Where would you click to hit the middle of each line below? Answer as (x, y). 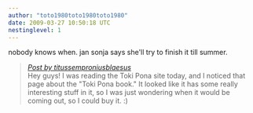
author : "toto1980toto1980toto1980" (68, 15)
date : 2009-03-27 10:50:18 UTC (59, 23)
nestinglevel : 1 (35, 30)
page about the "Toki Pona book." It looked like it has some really (132, 84)
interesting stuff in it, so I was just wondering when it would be (128, 93)
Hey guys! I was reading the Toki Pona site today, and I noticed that (136, 76)
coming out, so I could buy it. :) (77, 101)
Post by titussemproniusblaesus (79, 67)
